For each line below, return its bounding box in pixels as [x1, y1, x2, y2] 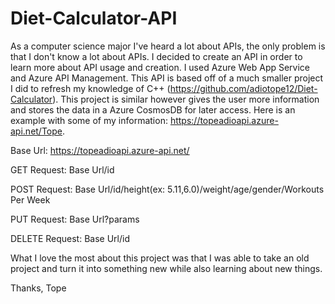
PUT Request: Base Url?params [10, 213, 140, 225]
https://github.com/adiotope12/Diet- [169, 82, 318, 94]
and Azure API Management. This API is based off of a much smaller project [10, 72, 324, 84]
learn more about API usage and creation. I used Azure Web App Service [10, 61, 311, 73]
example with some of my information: [10, 114, 168, 126]
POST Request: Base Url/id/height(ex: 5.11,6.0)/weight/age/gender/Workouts [10, 183, 325, 195]
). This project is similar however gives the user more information [52, 93, 320, 105]
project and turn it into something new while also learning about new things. [10, 262, 323, 274]
